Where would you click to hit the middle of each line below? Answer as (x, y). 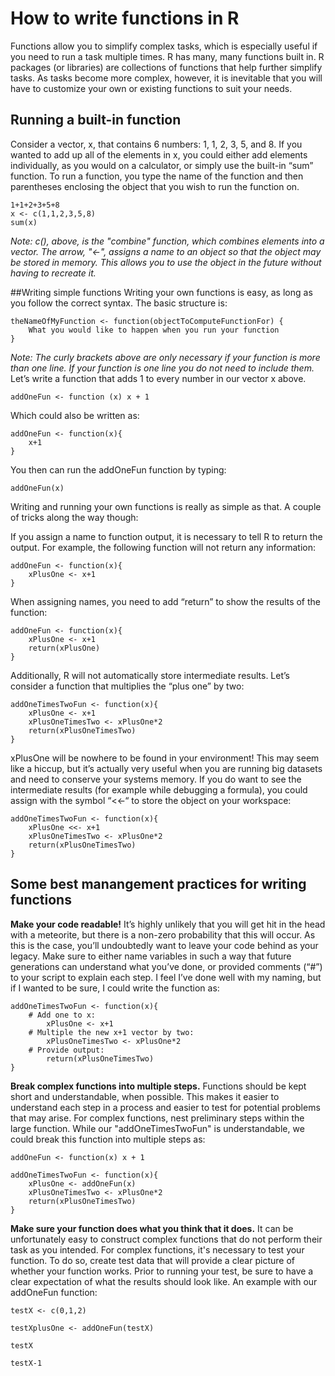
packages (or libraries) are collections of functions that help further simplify (166, 67)
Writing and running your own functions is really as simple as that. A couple (166, 506)
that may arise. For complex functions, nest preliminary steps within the (157, 1118)
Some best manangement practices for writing (158, 884)
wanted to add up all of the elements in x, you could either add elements (159, 154)
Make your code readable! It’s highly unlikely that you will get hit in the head (168, 924)
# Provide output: (66, 1050)
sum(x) (24, 222)
